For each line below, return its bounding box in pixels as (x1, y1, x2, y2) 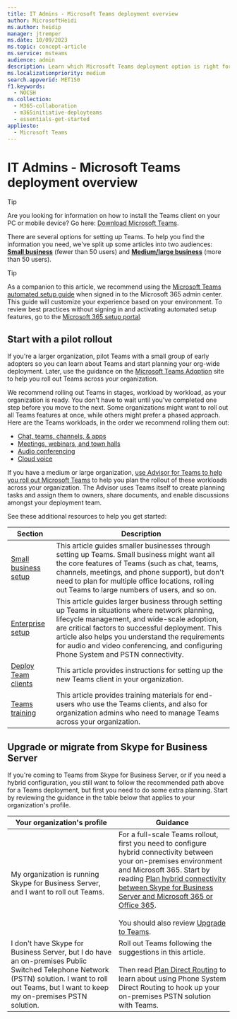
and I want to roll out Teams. (11, 887, 104, 897)
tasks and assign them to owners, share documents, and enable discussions (7, 491, 229, 500)
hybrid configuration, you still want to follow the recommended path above (7, 778, 224, 786)
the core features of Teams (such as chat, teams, (56, 558, 219, 568)
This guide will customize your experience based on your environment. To (7, 298, 222, 306)
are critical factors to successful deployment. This (56, 623, 222, 633)
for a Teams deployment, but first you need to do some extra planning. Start (7, 785, 228, 794)
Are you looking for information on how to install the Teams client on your (7, 212, 221, 220)
